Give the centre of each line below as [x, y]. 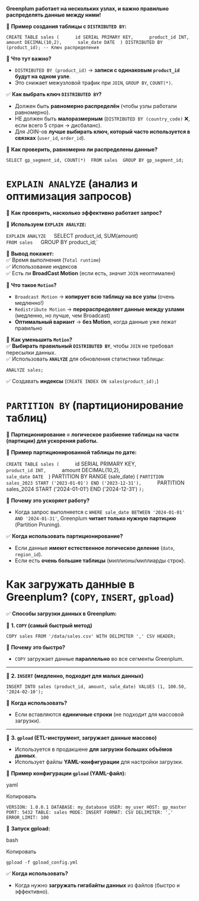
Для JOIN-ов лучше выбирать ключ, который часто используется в [102, 132]
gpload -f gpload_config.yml [42, 862]
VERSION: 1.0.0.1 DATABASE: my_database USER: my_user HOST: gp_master [96, 807]
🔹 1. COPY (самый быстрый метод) [49, 625]
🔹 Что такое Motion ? [31, 285]
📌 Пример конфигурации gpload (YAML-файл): [66, 773]
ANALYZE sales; [25, 370]
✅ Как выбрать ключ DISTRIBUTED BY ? [54, 94]
